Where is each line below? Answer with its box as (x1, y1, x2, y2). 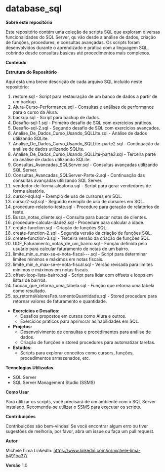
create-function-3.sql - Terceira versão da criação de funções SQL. (12, 235, 151, 241)
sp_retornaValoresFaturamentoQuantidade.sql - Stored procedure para (12, 293, 157, 299)
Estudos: (12, 344, 32, 350)
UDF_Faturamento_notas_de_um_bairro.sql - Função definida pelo (12, 240, 147, 246)
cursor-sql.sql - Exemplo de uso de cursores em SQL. (12, 193, 123, 199)
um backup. (12, 98, 38, 104)
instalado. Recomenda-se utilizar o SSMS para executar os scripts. (5, 404, 142, 410)
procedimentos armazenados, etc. (20, 355, 90, 361)
